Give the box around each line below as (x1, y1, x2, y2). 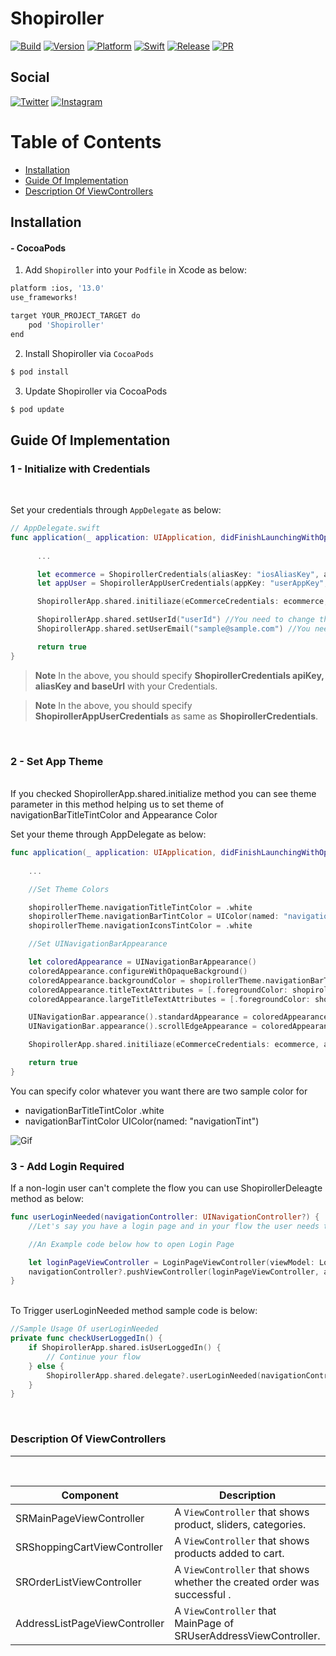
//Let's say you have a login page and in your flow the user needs (28, 1221, 320, 1231)
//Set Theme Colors (28, 884, 110, 894)
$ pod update (10, 404, 65, 414)
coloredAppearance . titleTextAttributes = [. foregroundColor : (28, 985, 288, 995)
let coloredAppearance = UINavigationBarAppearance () (28, 957, 257, 967)
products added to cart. (174, 1546, 285, 1560)
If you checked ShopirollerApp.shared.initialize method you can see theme (10, 788, 317, 800)
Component (61, 1488, 119, 1502)
